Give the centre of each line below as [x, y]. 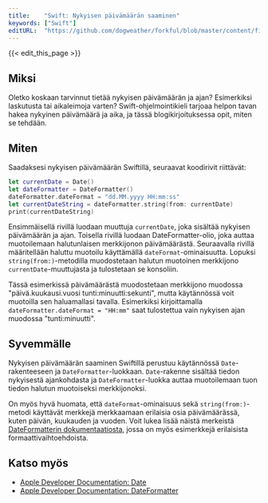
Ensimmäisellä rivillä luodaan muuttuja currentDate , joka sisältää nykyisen [129, 227]
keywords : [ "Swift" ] [43, 23]
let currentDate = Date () [51, 182]
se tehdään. [28, 123]
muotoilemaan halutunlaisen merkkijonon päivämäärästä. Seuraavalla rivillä [132, 244]
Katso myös [39, 463]
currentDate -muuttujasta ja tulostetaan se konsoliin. [93, 269]
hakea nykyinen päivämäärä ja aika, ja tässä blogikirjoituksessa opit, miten [130, 115]
